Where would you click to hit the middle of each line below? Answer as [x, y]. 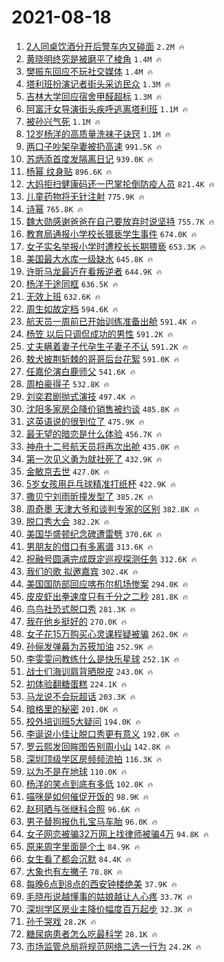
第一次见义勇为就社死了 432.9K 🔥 [94, 458]
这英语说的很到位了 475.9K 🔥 [85, 421]
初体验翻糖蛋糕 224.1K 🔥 [76, 683]
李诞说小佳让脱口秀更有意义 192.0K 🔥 [102, 733]
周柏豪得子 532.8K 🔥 [67, 383]
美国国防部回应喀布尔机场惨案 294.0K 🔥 [107, 583]
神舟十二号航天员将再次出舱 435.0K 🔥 [102, 446]
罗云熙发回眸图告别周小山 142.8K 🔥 [98, 746]
